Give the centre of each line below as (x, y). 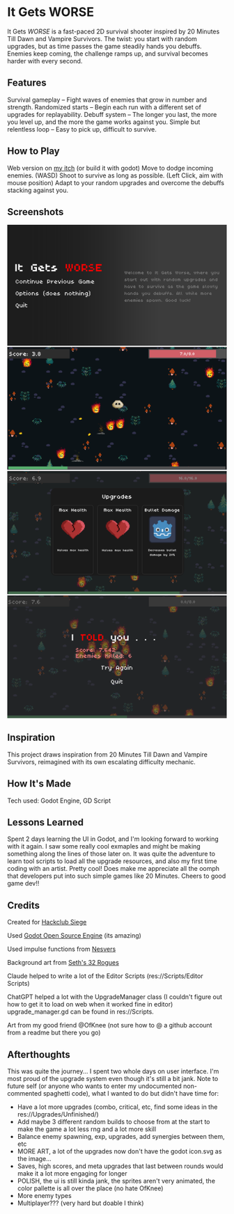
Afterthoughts (39, 1054)
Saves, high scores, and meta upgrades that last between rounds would (120, 1166)
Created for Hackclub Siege (47, 922)
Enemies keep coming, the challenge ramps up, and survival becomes (108, 54)
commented (24, 1094)
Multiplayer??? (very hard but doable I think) (80, 1203)
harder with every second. (45, 61)
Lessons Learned (45, 822)
